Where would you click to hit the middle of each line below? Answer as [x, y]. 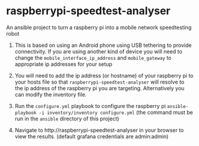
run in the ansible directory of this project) [67, 118]
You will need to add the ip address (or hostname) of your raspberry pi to [104, 75]
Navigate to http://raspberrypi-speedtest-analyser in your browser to [99, 130]
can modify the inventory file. [51, 94]
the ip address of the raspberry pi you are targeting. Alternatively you [99, 88]
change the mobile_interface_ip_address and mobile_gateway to [93, 58]
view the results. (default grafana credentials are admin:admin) [91, 136]
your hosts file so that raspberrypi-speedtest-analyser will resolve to [99, 82]
